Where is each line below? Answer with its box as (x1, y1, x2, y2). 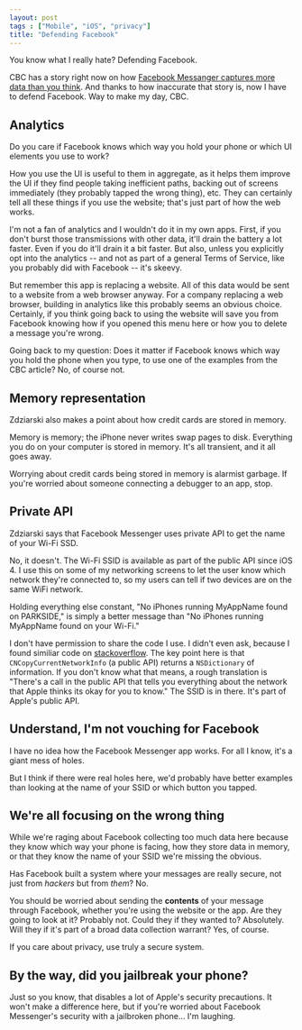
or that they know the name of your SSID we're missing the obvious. (9, 851, 262, 861)
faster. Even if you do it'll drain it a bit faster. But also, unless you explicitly (9, 243, 284, 254)
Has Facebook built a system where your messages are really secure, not (9, 869, 282, 880)
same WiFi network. (9, 583, 84, 595)
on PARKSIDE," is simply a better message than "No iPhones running (9, 610, 264, 622)
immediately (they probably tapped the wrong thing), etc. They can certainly (9, 187, 293, 198)
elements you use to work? (9, 150, 110, 162)
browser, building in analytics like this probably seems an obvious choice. (9, 299, 282, 310)
